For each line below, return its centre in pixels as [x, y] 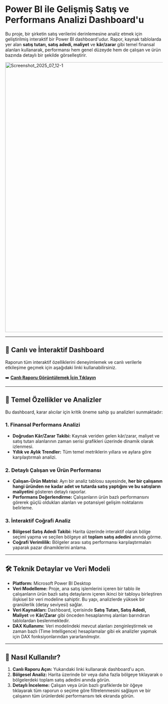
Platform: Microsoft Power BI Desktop [52, 584]
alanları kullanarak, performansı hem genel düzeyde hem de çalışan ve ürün [83, 50]
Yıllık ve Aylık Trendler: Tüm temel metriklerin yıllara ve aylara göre [82, 452]
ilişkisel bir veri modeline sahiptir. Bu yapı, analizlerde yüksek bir [78, 599]
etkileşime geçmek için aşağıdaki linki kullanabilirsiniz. [61, 367]
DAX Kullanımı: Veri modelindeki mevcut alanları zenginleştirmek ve [82, 626]
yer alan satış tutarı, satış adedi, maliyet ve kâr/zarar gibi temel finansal [80, 44]
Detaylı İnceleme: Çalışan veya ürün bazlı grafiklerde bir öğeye [77, 685]
